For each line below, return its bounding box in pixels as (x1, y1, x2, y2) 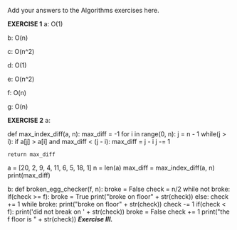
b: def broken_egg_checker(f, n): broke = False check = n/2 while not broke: (7, 185, 231, 193)
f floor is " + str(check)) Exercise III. (7, 215, 113, 223)
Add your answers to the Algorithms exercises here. (7, 6, 160, 14)
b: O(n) (7, 33, 28, 42)
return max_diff (7, 151, 56, 158)
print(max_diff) (7, 171, 51, 180)
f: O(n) (7, 89, 27, 97)
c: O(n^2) (7, 48, 35, 55)
